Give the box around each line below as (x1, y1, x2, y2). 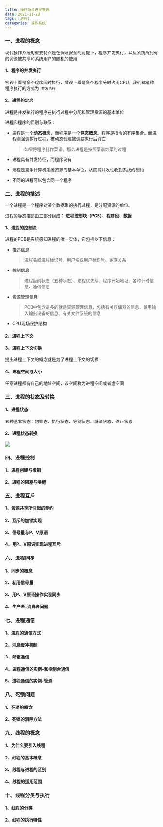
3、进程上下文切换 (5, 345, 42, 351)
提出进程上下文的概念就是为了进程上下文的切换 (5, 356, 98, 362)
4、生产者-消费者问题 (5, 604, 49, 609)
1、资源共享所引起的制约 (5, 506, 54, 511)
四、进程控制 (5, 454, 35, 461)
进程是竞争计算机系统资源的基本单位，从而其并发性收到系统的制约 (12, 167, 144, 172)
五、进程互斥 (5, 492, 35, 499)
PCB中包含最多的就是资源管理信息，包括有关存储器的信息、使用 (24, 304, 152, 310)
